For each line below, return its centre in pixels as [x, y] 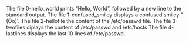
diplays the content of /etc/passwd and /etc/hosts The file [97, 27]
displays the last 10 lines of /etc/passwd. [76, 34]
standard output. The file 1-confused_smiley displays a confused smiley [93, 15]
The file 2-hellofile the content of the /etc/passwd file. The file [96, 21]
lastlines [16, 34]
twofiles [16, 27]
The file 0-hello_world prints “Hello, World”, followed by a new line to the [94, 9]
